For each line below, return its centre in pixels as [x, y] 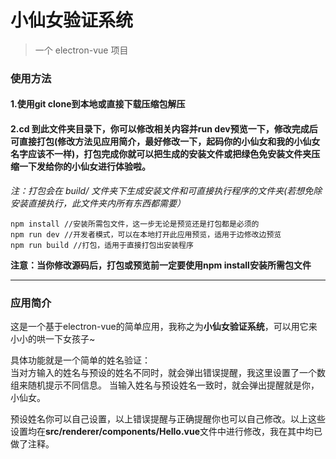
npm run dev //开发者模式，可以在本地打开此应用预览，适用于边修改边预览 [146, 234]
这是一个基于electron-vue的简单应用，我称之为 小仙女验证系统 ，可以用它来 [164, 326]
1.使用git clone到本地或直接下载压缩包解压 [98, 104]
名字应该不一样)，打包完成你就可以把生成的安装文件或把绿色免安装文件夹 [161, 154]
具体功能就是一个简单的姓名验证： [80, 360]
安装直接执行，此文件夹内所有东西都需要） [98, 203]
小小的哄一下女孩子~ [53, 338]
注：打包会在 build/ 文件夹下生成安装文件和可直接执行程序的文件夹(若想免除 [166, 190]
